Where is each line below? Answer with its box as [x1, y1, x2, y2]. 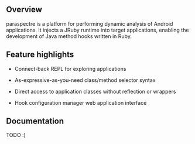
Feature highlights [6, 50, 74, 60]
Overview [6, 5, 43, 15]
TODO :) [6, 132, 26, 139]
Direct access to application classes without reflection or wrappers [14, 88, 176, 95]
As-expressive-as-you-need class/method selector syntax [14, 76, 156, 84]
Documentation [6, 116, 64, 126]
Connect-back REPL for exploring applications [14, 65, 126, 72]
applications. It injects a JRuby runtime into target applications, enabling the [6, 26, 189, 33]
